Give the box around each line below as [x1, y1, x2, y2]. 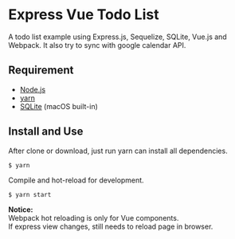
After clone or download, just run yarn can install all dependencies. [8, 146, 229, 155]
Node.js [19, 84, 46, 94]
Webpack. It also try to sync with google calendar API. [8, 40, 186, 49]
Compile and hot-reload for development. [8, 175, 145, 185]
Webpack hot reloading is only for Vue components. [8, 213, 179, 222]
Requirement [8, 64, 74, 77]
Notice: [8, 205, 33, 214]
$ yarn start [8, 190, 52, 198]
